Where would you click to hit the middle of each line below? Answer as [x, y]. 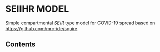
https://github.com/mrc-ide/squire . [42, 28]
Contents [21, 45]
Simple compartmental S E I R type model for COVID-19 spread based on [80, 23]
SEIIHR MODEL [37, 9]
